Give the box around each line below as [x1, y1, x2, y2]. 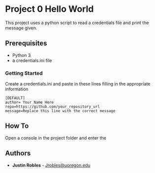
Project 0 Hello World [5, 3, 94, 15]
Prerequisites [5, 39, 47, 48]
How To [5, 122, 29, 130]
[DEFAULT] [5, 96, 26, 101]
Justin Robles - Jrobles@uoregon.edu [12, 162, 91, 168]
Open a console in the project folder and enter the [5, 135, 107, 141]
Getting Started [5, 70, 43, 77]
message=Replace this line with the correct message [5, 109, 116, 114]
